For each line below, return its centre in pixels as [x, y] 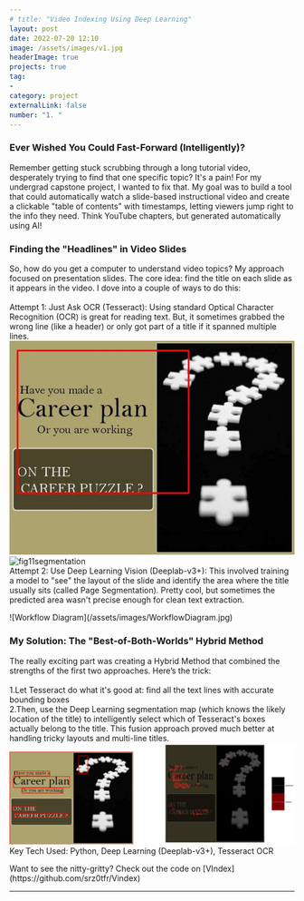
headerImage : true [44, 58]
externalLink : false [48, 105]
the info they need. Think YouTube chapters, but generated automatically [145, 215]
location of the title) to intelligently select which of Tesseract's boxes [138, 719]
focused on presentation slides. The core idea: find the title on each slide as [151, 278]
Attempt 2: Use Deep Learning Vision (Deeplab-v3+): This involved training [149, 571]
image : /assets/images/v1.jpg [66, 48]
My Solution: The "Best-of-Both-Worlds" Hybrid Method [137, 641]
